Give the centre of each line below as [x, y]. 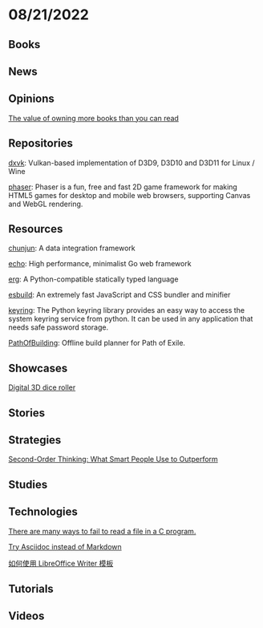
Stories [27, 413]
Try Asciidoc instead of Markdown [65, 546]
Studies [28, 484]
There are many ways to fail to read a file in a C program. [102, 531]
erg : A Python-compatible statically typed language [93, 279]
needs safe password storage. [59, 327]
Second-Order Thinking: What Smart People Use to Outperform [113, 460]
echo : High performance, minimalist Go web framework [100, 264]
